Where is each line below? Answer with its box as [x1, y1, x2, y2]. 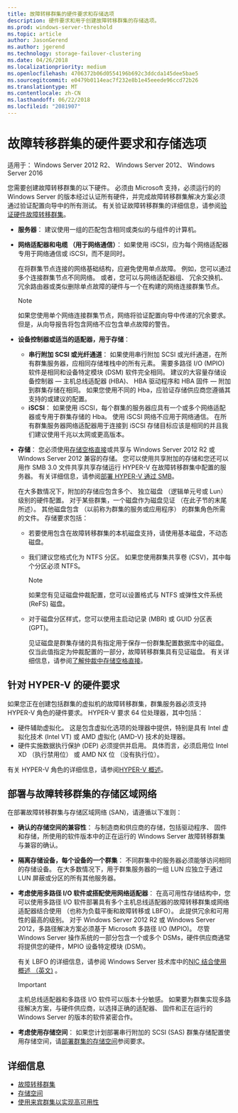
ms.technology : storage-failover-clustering [7, 50, 141, 58]
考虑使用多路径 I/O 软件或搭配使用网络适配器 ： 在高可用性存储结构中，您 [17, 889, 231, 898]
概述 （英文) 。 [17, 966, 62, 975]
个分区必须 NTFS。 [28, 561, 85, 570]
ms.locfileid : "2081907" [7, 103, 81, 110]
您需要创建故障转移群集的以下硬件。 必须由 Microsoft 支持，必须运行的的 [7, 183, 222, 192]
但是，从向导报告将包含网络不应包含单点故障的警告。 [17, 319, 174, 328]
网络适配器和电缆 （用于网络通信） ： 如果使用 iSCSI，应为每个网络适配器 [17, 240, 229, 249]
